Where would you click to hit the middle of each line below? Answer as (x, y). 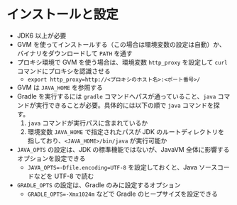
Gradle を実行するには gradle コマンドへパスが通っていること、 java (116, 96)
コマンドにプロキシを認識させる (64, 71)
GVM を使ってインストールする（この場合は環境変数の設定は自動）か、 (121, 44)
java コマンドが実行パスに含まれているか (88, 123)
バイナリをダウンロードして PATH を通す (75, 53)
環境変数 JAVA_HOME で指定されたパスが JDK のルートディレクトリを (126, 131)
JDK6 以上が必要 (42, 35)
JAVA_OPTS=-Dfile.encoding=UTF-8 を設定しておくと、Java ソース (122, 167)
